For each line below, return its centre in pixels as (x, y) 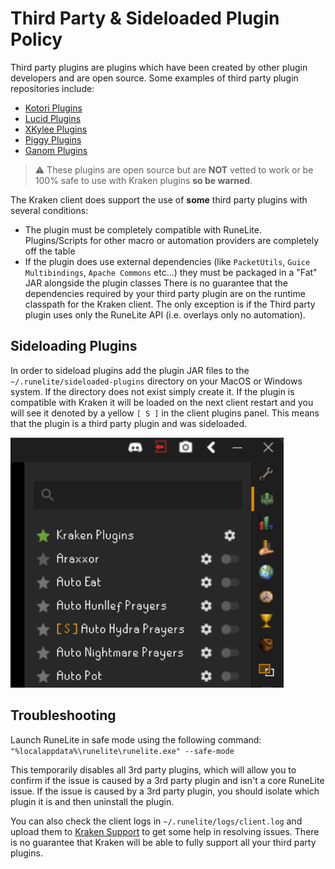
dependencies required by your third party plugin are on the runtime (165, 293)
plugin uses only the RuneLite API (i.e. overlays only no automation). (165, 314)
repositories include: (52, 88)
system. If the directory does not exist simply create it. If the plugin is (152, 391)
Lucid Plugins (53, 118)
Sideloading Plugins (74, 346)
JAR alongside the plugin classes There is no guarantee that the (156, 283)
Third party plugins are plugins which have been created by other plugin (159, 67)
